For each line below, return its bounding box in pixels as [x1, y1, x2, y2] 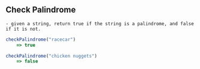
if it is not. [5, 26, 41, 32]
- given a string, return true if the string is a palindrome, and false [5, 20, 195, 26]
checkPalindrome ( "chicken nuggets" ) [5, 53, 97, 59]
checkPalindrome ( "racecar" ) [5, 36, 76, 43]
